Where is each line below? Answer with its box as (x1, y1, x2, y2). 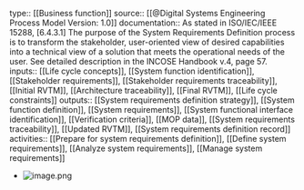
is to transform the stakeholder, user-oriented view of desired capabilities (9, 36, 285, 47)
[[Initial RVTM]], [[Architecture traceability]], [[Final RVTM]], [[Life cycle (9, 85, 278, 95)
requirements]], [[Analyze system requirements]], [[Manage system (9, 143, 263, 154)
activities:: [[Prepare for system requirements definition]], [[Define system (9, 134, 287, 144)
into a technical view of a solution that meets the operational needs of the (9, 46, 285, 57)
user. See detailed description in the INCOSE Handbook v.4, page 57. (9, 56, 269, 66)
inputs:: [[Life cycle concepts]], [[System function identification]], (9, 65, 255, 76)
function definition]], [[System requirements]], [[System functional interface (9, 105, 294, 115)
